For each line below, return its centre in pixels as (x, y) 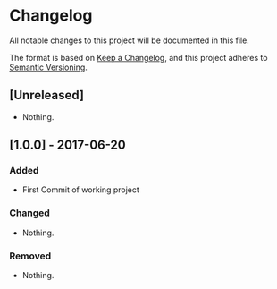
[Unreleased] (47, 95)
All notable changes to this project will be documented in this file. (130, 40)
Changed (30, 213)
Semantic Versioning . (48, 67)
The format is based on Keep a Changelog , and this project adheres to (138, 57)
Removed (30, 256)
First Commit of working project (81, 190)
